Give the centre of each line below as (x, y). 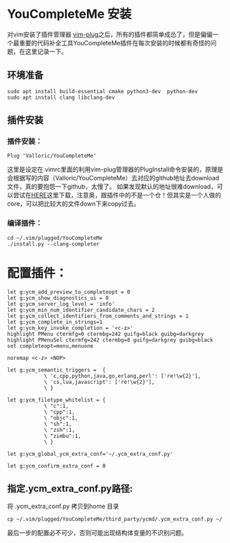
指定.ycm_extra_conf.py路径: (70, 488)
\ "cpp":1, (59, 412)
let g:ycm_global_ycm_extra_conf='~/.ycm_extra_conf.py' (90, 454)
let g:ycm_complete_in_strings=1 (55, 322)
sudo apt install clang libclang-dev (61, 97)
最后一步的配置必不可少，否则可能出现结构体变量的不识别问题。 (97, 533)
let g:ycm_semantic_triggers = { (57, 370)
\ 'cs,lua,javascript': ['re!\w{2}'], (99, 382)
